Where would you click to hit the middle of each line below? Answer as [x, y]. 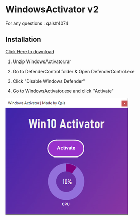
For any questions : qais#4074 [37, 23]
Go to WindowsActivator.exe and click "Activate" [63, 91]
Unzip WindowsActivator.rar [42, 61]
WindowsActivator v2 [52, 9]
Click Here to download [30, 51]
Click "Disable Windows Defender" [49, 81]
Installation [23, 39]
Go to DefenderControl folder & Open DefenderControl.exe [74, 71]
